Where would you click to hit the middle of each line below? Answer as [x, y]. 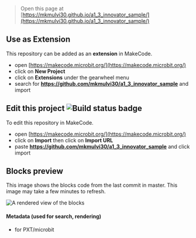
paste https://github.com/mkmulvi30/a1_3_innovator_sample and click [102, 146]
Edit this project [35, 108]
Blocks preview [35, 171]
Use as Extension [38, 40]
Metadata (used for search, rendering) [54, 216]
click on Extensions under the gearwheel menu [72, 77]
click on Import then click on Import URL [64, 140]
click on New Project [40, 71]
